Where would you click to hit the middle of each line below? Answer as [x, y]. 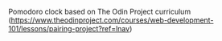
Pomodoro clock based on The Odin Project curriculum [100, 12]
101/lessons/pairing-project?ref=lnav [69, 29]
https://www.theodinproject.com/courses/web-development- [112, 20]
